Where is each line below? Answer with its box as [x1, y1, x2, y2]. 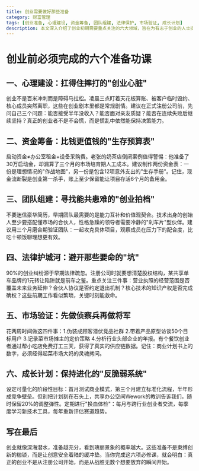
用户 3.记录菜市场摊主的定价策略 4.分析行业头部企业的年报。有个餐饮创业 [11, 335, 190, 342]
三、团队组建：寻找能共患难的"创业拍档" [6, 194, 155, 205]
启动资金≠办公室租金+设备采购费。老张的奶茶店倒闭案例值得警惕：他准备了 [6, 153, 190, 160]
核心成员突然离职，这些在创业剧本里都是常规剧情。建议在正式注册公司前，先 [6, 102, 193, 110]
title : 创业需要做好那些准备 [6, 8, 69, 15]
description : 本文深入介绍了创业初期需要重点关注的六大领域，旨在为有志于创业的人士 [6, 25, 191, 31]
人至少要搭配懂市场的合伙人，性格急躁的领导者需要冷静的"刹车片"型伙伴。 [6, 218, 188, 225]
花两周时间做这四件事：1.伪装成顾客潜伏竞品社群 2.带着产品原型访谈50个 [6, 327, 184, 335]
